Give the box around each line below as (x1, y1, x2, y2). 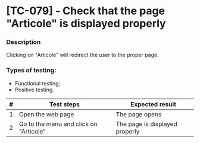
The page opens (115, 110, 162, 118)
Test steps (49, 100, 80, 108)
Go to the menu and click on (18, 120, 98, 128)
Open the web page (18, 110, 74, 118)
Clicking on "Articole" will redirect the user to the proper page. (6, 52, 159, 59)
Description (6, 38, 41, 46)
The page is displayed (115, 120, 177, 128)
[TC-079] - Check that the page (6, 4, 165, 18)
